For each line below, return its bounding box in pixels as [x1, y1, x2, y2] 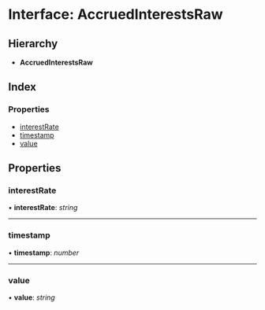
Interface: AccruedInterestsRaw [8, 6, 223, 24]
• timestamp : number [8, 248, 80, 257]
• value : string [8, 293, 55, 302]
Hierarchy [8, 37, 58, 50]
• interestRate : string [8, 203, 78, 212]
